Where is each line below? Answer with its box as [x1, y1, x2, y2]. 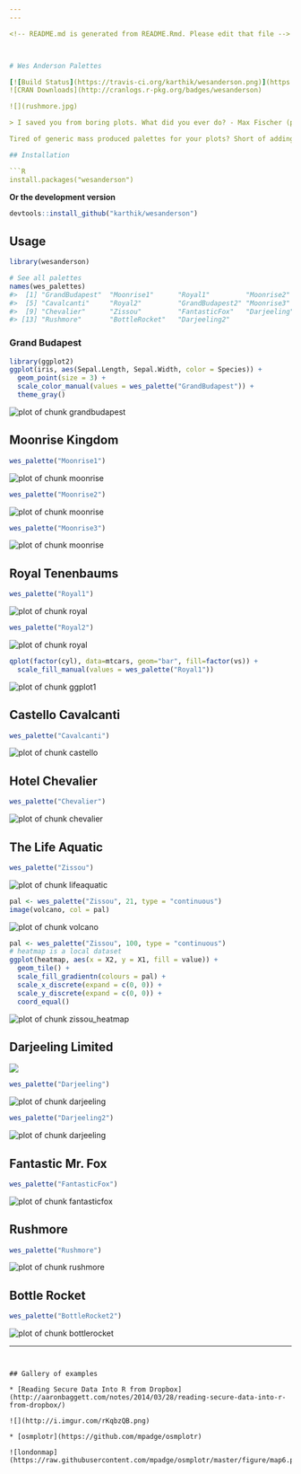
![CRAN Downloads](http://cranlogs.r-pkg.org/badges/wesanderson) [9, 86, 262, 95]
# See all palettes [9, 274, 82, 283]
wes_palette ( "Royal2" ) [9, 623, 94, 633]
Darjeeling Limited [9, 1039, 114, 1055]
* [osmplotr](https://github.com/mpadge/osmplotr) [9, 1433, 202, 1442]
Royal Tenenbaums [9, 566, 119, 581]
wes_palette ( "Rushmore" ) [9, 1245, 102, 1255]
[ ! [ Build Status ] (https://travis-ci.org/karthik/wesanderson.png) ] [9, 77, 267, 86]
